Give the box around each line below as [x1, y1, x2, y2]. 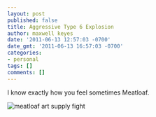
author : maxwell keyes [7, 29, 73, 37]
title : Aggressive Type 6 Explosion [7, 23, 114, 30]
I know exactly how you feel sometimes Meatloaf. [7, 88, 150, 97]
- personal [7, 56, 39, 63]
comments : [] [7, 69, 45, 76]
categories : [7, 50, 42, 57]
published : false [7, 17, 58, 24]
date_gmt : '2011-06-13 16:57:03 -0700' [7, 43, 124, 50]
